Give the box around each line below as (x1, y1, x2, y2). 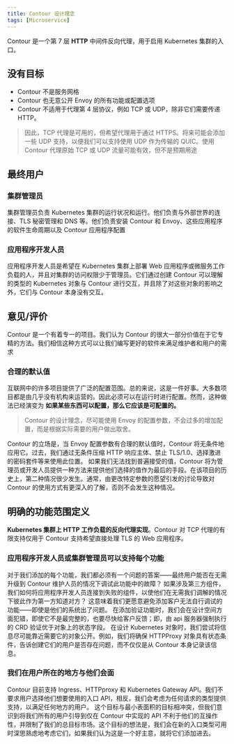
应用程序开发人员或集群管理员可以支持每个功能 (7, 554, 164, 563)
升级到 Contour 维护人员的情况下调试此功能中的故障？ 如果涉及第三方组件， (7, 579, 225, 588)
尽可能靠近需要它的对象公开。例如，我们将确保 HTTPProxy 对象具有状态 (13, 632, 221, 640)
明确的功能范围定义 (7, 506, 90, 517)
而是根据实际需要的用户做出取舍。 (36, 425, 134, 433)
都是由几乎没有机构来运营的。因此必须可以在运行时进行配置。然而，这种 (13, 393, 221, 401)
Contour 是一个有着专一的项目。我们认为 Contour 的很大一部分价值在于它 (7, 331, 218, 339)
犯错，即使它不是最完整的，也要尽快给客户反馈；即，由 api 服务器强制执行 (13, 614, 227, 623)
